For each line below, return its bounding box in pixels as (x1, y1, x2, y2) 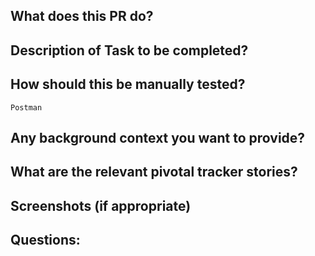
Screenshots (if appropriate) (10, 197, 192, 214)
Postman (10, 102, 43, 113)
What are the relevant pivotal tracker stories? (10, 164, 298, 181)
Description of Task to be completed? (10, 42, 249, 59)
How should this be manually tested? (10, 76, 246, 93)
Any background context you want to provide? (10, 129, 306, 146)
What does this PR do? (10, 8, 154, 25)
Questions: (10, 232, 81, 249)
